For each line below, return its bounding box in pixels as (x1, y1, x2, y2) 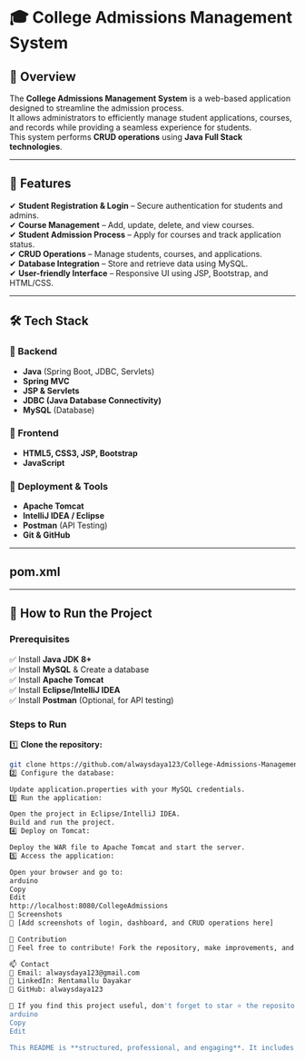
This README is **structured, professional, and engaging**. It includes (9, 1043, 295, 1052)
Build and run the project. (9, 818, 116, 828)
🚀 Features (9, 176, 72, 192)
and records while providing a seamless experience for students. (9, 122, 252, 133)
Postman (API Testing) (22, 520, 108, 531)
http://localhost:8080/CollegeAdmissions (9, 901, 169, 911)
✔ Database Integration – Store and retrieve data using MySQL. (9, 258, 249, 269)
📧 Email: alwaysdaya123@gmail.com (9, 968, 141, 977)
